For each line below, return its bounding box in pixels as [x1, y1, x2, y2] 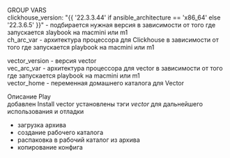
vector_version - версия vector [7, 57, 97, 65]
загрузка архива [17, 121, 66, 129]
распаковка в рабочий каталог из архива [17, 136, 141, 144]
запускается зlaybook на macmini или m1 [7, 28, 128, 36]
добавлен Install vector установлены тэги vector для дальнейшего [7, 100, 204, 108]
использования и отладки [7, 108, 84, 115]
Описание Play [7, 92, 51, 101]
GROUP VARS [7, 6, 47, 14]
